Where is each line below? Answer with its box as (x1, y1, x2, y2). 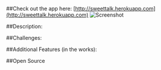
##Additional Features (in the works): (6, 46, 97, 53)
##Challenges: (6, 34, 42, 41)
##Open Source (6, 58, 46, 64)
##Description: (6, 23, 43, 30)
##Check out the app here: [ (6, 5, 75, 12)
